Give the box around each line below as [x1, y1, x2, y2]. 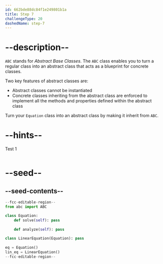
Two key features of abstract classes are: [5, 78, 89, 84]
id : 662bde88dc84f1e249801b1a [5, 7, 67, 12]
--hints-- [5, 130, 43, 141]
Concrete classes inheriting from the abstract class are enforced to [12, 93, 148, 98]
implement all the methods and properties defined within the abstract [12, 98, 152, 104]
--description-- [5, 42, 70, 53]
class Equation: [5, 213, 38, 218]
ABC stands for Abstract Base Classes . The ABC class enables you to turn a [5, 58, 154, 64]
